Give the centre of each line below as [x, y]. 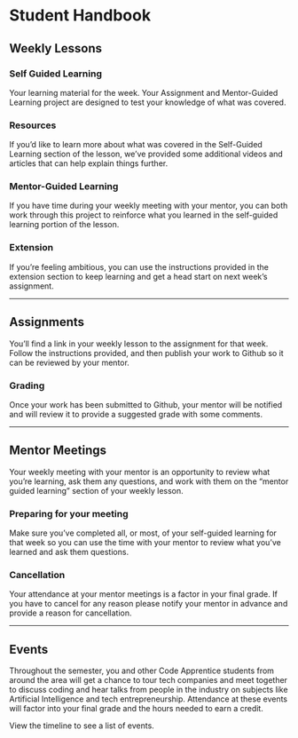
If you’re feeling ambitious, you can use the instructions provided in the [139, 266]
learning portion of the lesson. [64, 225]
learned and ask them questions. [69, 552]
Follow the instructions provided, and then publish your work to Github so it [146, 353]
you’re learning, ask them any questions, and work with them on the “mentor [149, 481]
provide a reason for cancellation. [71, 613]
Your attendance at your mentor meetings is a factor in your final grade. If [143, 594]
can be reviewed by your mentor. [70, 362]
